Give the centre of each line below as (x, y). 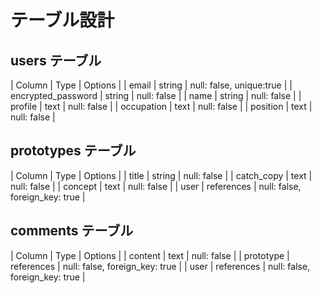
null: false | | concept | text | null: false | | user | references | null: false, (156, 186)
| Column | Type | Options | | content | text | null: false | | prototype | (150, 255)
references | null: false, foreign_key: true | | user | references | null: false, (160, 266)
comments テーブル (72, 231)
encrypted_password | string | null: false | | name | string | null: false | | (156, 95)
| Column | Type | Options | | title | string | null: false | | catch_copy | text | (161, 175)
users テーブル (56, 60)
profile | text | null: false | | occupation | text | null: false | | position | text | (161, 106)
